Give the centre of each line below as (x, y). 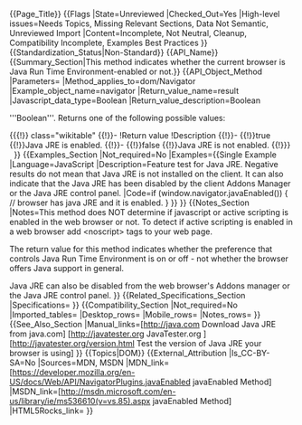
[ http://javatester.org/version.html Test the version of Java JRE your (136, 343)
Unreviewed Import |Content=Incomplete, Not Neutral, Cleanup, (128, 33)
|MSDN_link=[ (35, 392)
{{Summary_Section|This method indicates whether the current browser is (148, 62)
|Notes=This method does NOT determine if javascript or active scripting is (149, 212)
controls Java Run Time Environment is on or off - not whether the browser (149, 259)
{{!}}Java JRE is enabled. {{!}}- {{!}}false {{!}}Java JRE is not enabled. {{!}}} (150, 145)
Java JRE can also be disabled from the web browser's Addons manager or (150, 286)
